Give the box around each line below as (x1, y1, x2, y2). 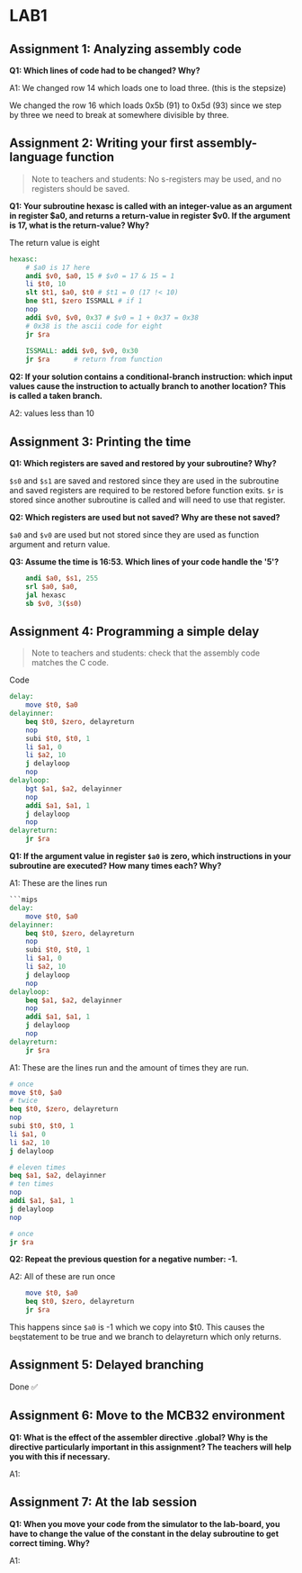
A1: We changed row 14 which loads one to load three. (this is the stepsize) (9, 83, 287, 93)
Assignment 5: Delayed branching (9, 1357, 204, 1373)
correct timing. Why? (9, 1537, 90, 1549)
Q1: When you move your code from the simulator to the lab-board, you (9, 1518, 280, 1529)
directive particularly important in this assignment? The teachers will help (9, 1442, 292, 1452)
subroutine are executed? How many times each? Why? (9, 861, 222, 872)
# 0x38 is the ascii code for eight (25, 321, 164, 330)
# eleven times (9, 1162, 67, 1171)
